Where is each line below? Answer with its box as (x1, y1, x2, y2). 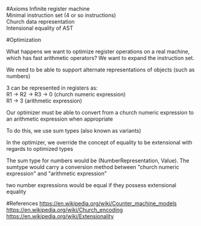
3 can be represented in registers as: (6, 84, 98, 91)
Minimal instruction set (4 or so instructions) (6, 12, 116, 19)
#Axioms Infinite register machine (6, 5, 90, 12)
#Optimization (6, 36, 41, 43)
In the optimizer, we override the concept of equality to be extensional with (6, 139, 193, 146)
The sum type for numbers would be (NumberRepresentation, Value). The (6, 157, 190, 164)
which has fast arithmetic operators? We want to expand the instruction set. (6, 55, 195, 61)
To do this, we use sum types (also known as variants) (6, 127, 142, 134)
